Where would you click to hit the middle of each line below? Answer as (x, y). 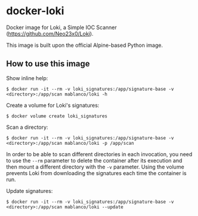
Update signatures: (29, 190)
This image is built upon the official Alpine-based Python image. (85, 45)
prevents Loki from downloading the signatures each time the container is (96, 173)
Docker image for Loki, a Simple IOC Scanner (62, 27)
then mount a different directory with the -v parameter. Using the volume (95, 167)
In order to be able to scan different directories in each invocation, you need (99, 154)
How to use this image (48, 64)
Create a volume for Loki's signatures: (53, 105)
